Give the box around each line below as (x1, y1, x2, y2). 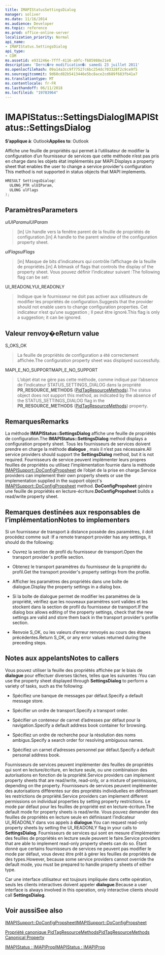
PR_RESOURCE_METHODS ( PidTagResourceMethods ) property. (17, 403, 148, 409)
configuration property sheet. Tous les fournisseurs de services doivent (5, 441, 151, 447)
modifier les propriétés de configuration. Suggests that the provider (17, 298, 154, 304)
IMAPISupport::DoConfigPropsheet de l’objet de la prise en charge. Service (5, 467, 157, 473)
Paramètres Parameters (5, 206, 78, 214)
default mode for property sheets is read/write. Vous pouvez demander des (5, 809, 159, 814)
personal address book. (12, 752, 61, 758)
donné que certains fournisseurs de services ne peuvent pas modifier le (5, 846, 152, 852)
